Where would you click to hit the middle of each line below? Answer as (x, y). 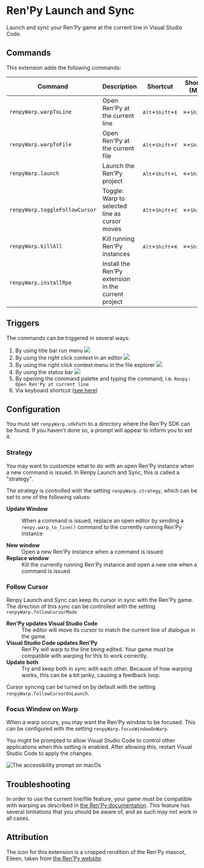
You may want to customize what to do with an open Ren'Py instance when (100, 466)
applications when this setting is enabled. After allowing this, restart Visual (99, 747)
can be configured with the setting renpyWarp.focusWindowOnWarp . (87, 729)
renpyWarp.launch (34, 173)
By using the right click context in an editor (69, 357)
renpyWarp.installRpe (40, 282)
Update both (22, 662)
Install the (116, 264)
